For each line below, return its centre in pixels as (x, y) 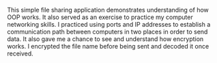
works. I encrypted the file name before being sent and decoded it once (108, 46)
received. (20, 53)
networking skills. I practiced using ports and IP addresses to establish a (109, 24)
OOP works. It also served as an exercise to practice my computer (100, 17)
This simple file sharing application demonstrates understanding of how (108, 10)
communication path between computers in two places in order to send (107, 32)
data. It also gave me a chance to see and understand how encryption (105, 39)
